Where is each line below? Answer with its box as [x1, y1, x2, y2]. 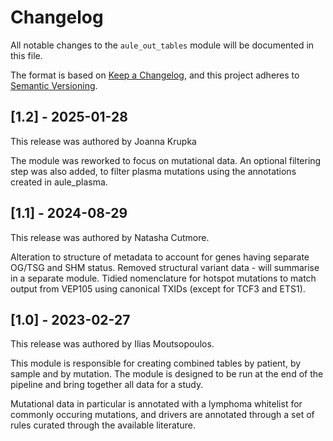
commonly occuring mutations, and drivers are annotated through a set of [10, 409, 315, 421]
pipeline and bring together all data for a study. [10, 379, 204, 391]
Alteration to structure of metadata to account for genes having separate [10, 251, 310, 263]
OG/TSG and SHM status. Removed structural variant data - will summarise [10, 261, 320, 273]
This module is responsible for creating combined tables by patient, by [10, 357, 302, 370]
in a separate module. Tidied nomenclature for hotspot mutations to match [10, 272, 317, 284]
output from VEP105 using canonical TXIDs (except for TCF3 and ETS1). [10, 282, 306, 295]
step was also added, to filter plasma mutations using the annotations [10, 165, 297, 177]
